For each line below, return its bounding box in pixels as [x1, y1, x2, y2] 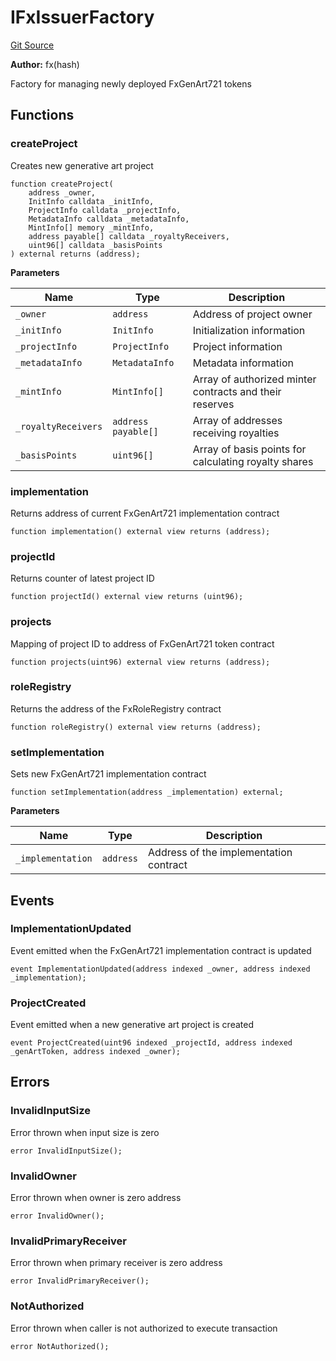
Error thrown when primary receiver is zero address [10, 1257, 223, 1269]
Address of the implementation [148, 846, 293, 860]
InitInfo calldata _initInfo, [28, 196, 155, 206]
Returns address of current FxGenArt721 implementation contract [10, 507, 280, 519]
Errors [10, 1074, 50, 1091]
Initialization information [192, 323, 306, 337]
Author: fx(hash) [10, 58, 80, 70]
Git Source [10, 39, 55, 51]
